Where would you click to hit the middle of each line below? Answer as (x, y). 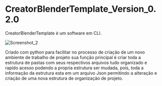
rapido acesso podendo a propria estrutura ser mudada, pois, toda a (74, 68)
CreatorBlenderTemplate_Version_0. (81, 9)
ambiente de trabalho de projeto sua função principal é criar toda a (73, 57)
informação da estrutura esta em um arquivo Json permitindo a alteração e (81, 73)
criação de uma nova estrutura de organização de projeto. (64, 78)
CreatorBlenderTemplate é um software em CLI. (53, 33)
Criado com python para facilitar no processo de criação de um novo (75, 52)
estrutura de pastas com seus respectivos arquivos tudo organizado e (76, 62)
